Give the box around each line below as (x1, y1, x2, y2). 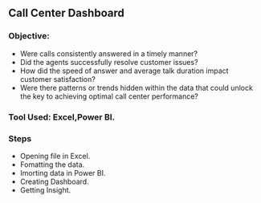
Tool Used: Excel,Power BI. (8, 112, 116, 123)
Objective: (8, 30, 50, 42)
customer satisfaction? (19, 74, 96, 83)
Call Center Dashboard (8, 6, 124, 20)
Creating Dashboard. (19, 177, 90, 186)
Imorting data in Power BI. (19, 168, 106, 177)
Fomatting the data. (19, 160, 85, 169)
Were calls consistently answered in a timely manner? (19, 48, 198, 59)
